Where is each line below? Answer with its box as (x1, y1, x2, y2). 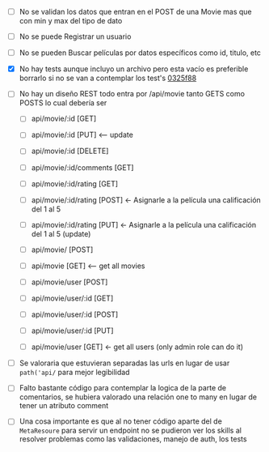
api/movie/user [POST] (31, 277, 108, 287)
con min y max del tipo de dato (19, 16, 123, 26)
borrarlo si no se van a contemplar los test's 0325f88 (19, 73, 197, 83)
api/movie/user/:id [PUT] (31, 326, 114, 335)
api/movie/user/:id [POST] (31, 309, 119, 319)
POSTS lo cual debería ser (19, 98, 107, 108)
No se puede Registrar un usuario (19, 32, 132, 41)
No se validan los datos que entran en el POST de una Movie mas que (19, 7, 252, 16)
